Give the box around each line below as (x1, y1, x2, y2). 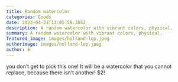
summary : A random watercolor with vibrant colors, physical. (6, 30, 163, 36)
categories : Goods (6, 14, 51, 20)
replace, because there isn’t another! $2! (6, 69, 105, 76)
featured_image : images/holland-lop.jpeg (6, 36, 110, 42)
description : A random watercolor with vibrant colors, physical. (6, 25, 173, 31)
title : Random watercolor (6, 8, 70, 15)
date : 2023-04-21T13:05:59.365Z (6, 19, 86, 25)
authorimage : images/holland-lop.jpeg (6, 42, 102, 47)
